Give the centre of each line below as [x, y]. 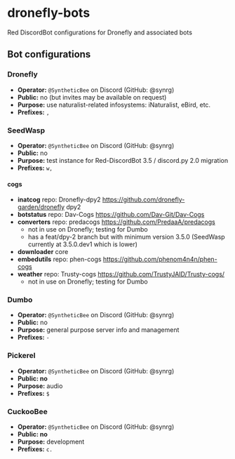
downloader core [43, 252]
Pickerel [21, 356]
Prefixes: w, [35, 168]
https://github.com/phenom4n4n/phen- [160, 259]
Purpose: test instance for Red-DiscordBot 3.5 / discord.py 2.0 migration [123, 160]
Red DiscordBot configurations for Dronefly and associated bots [100, 32]
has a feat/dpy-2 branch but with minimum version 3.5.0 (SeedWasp [127, 237]
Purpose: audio [40, 386]
